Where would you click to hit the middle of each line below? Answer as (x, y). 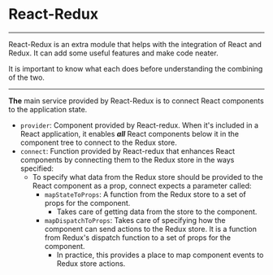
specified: (37, 168)
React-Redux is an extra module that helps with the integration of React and (135, 44)
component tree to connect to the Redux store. (98, 142)
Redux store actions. (91, 263)
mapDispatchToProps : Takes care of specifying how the (135, 220)
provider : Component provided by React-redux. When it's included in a (139, 125)
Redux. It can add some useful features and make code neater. (113, 53)
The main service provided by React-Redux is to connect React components (136, 100)
